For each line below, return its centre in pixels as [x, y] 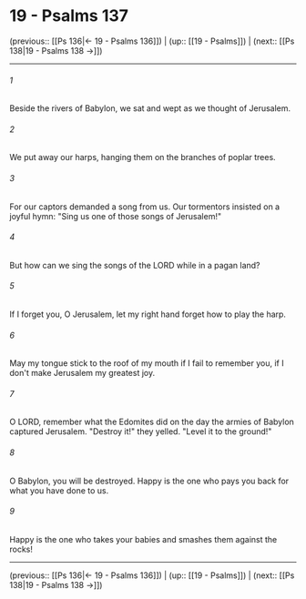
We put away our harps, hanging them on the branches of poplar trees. [143, 157]
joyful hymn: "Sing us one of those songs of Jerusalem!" [115, 216]
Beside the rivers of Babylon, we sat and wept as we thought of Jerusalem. [150, 108]
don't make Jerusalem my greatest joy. [82, 373]
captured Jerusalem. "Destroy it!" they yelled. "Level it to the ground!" [141, 431]
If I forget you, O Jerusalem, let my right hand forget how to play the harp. [148, 314]
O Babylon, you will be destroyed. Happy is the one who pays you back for [149, 481]
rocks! [21, 549]
